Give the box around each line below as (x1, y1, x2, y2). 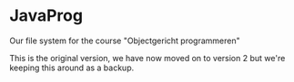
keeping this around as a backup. (9, 62, 135, 73)
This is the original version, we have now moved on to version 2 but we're (9, 52, 286, 63)
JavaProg (9, 5, 84, 26)
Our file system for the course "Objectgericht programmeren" (9, 35, 241, 46)
